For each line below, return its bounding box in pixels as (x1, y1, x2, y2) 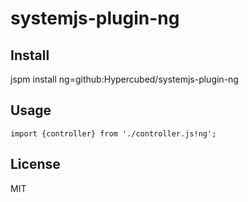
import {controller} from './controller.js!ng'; (10, 128, 217, 139)
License (10, 156, 61, 173)
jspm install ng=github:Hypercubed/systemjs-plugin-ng (10, 73, 239, 85)
